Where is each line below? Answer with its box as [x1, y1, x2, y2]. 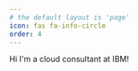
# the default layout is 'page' [9, 12, 130, 22]
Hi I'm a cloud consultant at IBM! [9, 54, 130, 65]
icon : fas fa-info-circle [9, 21, 106, 30]
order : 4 [9, 29, 42, 38]
